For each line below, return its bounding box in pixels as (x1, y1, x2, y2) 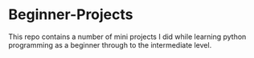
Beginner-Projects (8, 6, 134, 24)
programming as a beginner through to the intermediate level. (8, 40, 212, 49)
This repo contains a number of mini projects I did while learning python (8, 32, 247, 41)
